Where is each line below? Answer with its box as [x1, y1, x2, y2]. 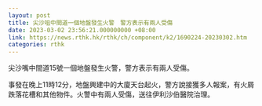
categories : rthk [8, 41, 65, 49]
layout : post [8, 11, 51, 20]
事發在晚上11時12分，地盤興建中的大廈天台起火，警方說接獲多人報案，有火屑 [8, 80, 255, 90]
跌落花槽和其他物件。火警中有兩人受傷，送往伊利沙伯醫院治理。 [8, 90, 214, 99]
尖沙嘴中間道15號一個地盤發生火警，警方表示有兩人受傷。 [8, 64, 194, 73]
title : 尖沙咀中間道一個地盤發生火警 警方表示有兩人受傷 [8, 19, 173, 27]
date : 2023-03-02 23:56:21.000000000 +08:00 [8, 26, 156, 34]
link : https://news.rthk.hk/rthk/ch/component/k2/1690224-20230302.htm [8, 33, 247, 42]
